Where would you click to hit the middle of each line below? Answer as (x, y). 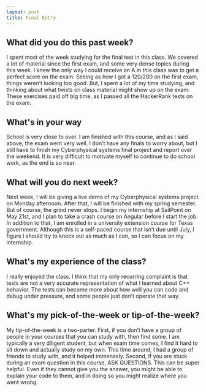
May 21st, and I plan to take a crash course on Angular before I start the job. (102, 216)
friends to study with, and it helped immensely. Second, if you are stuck (97, 356)
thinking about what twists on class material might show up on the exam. (98, 90)
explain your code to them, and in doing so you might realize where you (97, 375)
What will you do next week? (62, 182)
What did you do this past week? (70, 43)
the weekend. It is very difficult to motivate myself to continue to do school (101, 156)
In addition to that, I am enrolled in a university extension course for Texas (100, 223)
